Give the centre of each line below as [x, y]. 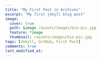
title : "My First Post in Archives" [43, 10]
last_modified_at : [24, 51]
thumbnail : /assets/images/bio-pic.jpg [51, 37]
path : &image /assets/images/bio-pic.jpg [53, 28]
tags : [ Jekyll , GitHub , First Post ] [43, 42]
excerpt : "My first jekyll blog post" [45, 14]
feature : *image [26, 32]
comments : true [21, 46]
